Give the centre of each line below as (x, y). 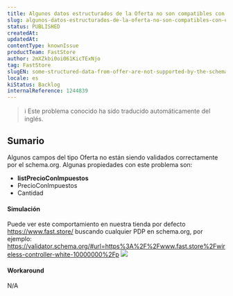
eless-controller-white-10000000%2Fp (63, 254)
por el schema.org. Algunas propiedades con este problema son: (100, 164)
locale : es (23, 78)
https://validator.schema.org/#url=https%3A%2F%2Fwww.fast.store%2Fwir (116, 246)
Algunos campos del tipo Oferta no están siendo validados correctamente (113, 157)
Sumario (26, 140)
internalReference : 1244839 (48, 91)
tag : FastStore (29, 65)
